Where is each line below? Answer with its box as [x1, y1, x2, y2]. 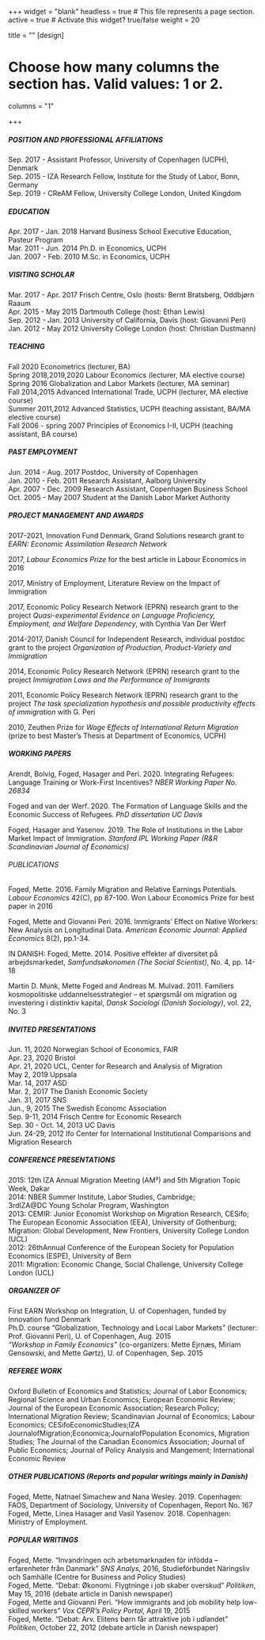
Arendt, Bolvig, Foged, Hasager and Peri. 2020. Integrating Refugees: [8, 769, 235, 778]
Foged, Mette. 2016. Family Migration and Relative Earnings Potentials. [8, 884, 237, 894]
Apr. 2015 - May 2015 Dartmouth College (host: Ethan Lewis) [8, 307, 206, 316]
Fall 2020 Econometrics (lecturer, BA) [8, 361, 131, 371]
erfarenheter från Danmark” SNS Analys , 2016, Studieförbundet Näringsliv [8, 1563, 251, 1573]
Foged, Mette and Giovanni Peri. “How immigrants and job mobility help [8, 1597, 241, 1607]
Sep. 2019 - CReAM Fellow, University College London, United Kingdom [8, 188, 241, 197]
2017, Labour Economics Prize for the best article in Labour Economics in [8, 554, 247, 564]
